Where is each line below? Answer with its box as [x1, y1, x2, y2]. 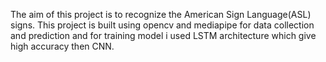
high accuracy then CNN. [10, 40, 115, 52]
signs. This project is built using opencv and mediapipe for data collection [10, 19, 315, 31]
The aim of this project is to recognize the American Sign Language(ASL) [10, 9, 312, 20]
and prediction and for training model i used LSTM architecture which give [10, 30, 317, 41]
